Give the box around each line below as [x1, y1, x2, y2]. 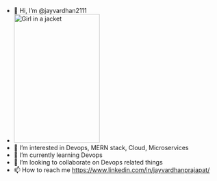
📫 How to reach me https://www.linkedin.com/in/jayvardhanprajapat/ [13, 166, 210, 174]
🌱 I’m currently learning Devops [13, 151, 103, 159]
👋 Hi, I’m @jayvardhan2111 [13, 7, 87, 14]
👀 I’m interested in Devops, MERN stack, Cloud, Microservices [13, 144, 189, 152]
